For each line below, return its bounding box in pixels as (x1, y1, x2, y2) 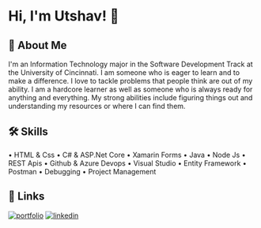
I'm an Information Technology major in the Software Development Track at (8, 59, 253, 69)
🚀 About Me (8, 39, 67, 52)
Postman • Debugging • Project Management (8, 166, 157, 176)
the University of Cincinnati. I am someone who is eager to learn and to (8, 68, 240, 77)
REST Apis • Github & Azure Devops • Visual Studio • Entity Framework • (8, 158, 247, 168)
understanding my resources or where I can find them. (8, 102, 186, 110)
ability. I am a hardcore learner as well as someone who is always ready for (8, 84, 253, 94)
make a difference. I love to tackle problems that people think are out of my (8, 77, 253, 85)
